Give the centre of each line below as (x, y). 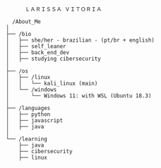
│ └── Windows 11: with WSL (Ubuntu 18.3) (79, 96)
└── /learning (27, 139)
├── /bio (19, 34)
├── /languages (28, 108)
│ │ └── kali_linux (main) (52, 83)
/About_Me (26, 22)
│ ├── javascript (35, 121)
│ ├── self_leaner (36, 47)
